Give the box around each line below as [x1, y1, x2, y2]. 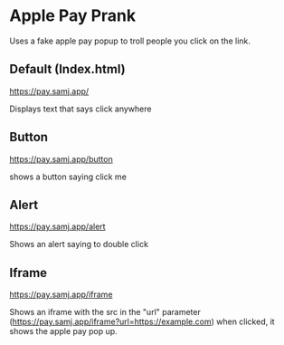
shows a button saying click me [9, 171, 127, 182]
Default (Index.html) [9, 62, 126, 77]
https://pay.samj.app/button [9, 153, 113, 164]
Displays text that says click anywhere [9, 103, 152, 114]
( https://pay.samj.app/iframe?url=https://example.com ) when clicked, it [9, 316, 275, 327]
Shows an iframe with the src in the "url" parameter [9, 307, 201, 318]
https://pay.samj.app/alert [9, 221, 106, 232]
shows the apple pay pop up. [9, 326, 118, 337]
